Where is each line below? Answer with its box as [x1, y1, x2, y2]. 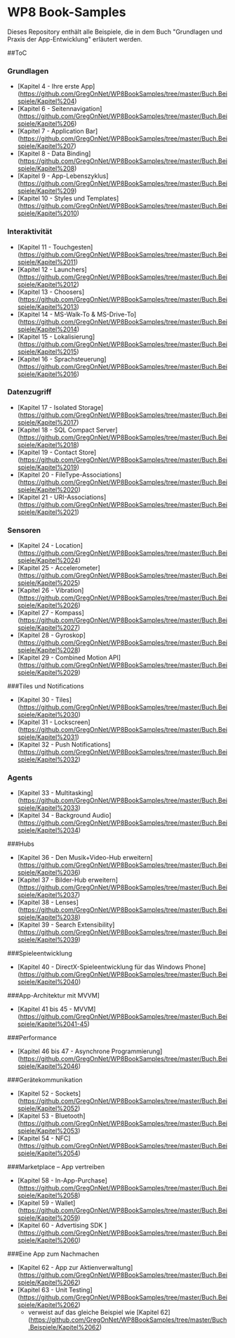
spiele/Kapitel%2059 [17, 1214, 79, 1222]
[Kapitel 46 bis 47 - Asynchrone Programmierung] [17, 1047, 163, 1055]
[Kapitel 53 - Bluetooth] [17, 1112, 86, 1120]
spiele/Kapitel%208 [17, 165, 75, 173]
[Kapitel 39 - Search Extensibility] [17, 920, 115, 929]
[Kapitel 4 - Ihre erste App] [17, 82, 95, 91]
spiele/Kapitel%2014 [17, 325, 77, 333]
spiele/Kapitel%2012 [17, 280, 77, 288]
